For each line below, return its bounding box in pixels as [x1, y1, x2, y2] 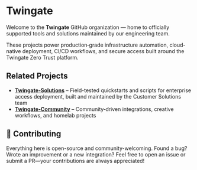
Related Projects [6, 71, 68, 81]
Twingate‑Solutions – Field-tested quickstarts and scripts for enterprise [14, 87, 191, 94]
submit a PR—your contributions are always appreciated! [6, 157, 145, 164]
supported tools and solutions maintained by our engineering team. [6, 30, 170, 37]
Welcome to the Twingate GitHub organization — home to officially [6, 24, 170, 31]
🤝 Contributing [6, 129, 62, 139]
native [6, 47, 21, 54]
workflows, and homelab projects [14, 112, 96, 119]
